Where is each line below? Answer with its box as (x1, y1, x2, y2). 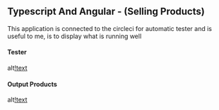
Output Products (7, 80, 58, 88)
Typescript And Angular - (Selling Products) (7, 6, 205, 18)
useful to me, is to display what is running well (7, 32, 142, 40)
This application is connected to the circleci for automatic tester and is (7, 24, 212, 32)
